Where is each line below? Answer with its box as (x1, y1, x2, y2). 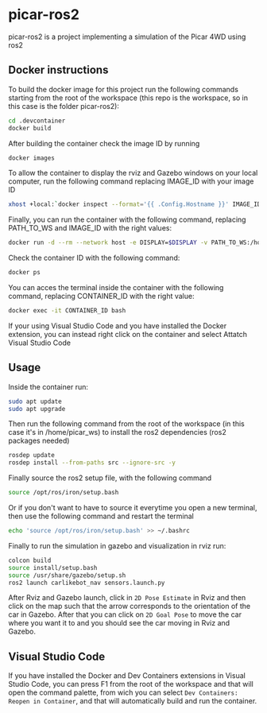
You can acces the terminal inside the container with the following (8, 283, 224, 292)
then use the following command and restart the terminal (8, 511, 195, 521)
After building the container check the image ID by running (8, 138, 200, 148)
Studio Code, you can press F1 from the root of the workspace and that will (8, 680, 254, 689)
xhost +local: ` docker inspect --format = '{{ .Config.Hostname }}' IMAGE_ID (8, 200, 261, 208)
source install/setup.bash (8, 564, 98, 572)
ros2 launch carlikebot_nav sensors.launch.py (8, 579, 165, 587)
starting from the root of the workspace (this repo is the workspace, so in (8, 93, 249, 103)
